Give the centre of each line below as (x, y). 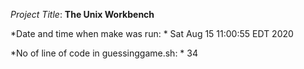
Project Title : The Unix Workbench (82, 14)
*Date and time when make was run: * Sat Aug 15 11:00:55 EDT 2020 (152, 33)
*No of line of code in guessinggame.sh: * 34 (104, 53)
